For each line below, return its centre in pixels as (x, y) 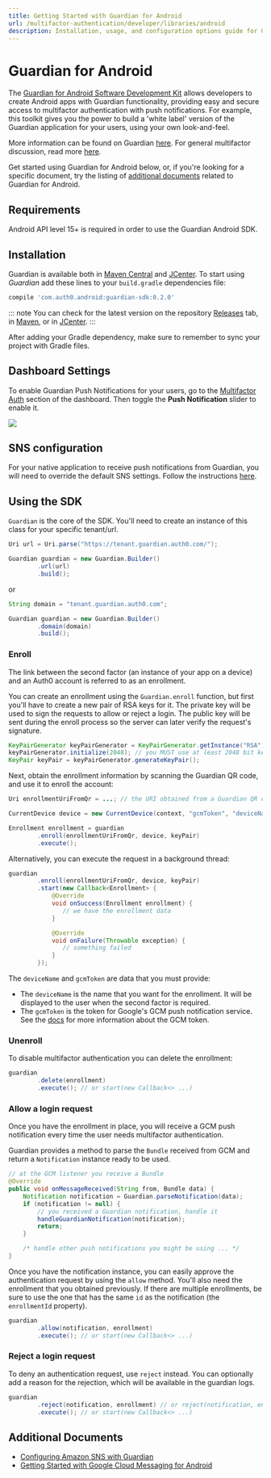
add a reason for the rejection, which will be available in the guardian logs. (132, 1382)
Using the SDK (46, 501)
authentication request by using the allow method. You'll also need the (126, 1279)
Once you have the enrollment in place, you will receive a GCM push (122, 1126)
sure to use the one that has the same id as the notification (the (114, 1297)
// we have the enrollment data (117, 911)
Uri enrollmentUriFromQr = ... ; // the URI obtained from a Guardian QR (133, 799)
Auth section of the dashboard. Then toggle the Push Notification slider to (132, 399)
